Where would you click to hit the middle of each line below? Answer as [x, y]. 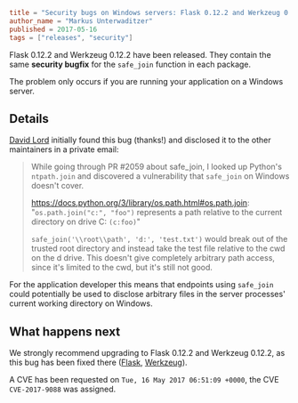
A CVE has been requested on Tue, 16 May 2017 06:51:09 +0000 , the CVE [144, 380]
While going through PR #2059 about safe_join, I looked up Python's [157, 167]
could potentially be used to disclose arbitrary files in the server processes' [148, 294]
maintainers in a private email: [64, 149]
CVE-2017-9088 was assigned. [63, 389]
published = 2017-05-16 [53, 29]
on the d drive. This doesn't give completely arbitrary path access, [153, 258]
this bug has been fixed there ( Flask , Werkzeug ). [99, 363]
